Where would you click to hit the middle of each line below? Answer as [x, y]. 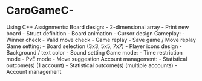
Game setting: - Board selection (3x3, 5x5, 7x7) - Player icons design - [94, 46]
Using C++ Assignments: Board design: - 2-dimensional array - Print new [98, 27]
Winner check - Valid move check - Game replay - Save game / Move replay [101, 40]
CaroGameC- [40, 10]
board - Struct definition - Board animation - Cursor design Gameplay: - [96, 33]
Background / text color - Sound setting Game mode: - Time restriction [95, 52]
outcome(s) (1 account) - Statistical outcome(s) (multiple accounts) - [92, 65]
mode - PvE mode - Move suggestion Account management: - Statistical [97, 59]
